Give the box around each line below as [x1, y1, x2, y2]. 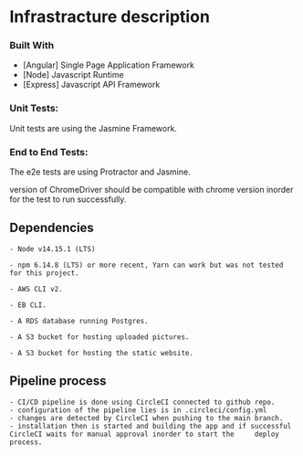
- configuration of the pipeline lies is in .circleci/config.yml [9, 405, 267, 415]
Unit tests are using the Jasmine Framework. [9, 122, 178, 133]
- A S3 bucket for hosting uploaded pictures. [9, 332, 190, 342]
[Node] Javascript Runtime [22, 69, 125, 80]
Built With [9, 39, 55, 52]
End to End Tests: [9, 145, 89, 158]
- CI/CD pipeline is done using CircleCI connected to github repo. [9, 398, 276, 407]
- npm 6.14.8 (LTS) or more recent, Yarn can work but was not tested [9, 260, 284, 270]
